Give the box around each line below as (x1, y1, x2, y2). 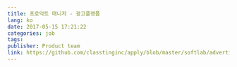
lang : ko (7, 17, 33, 24)
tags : (7, 36, 23, 43)
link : (7, 50, 23, 57)
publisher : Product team (7, 43, 80, 50)
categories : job (7, 29, 55, 37)
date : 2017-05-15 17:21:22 (7, 23, 87, 30)
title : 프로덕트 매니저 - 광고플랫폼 (7, 10, 101, 17)
